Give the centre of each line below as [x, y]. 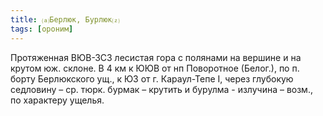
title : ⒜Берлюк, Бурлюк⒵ [65, 19]
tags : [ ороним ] [42, 29]
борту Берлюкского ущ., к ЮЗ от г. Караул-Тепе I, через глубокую [152, 78]
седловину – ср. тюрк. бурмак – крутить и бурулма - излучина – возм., [161, 89]
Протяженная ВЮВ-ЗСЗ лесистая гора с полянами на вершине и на [156, 57]
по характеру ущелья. [57, 100]
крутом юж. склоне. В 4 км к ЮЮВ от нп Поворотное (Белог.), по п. [155, 68]
